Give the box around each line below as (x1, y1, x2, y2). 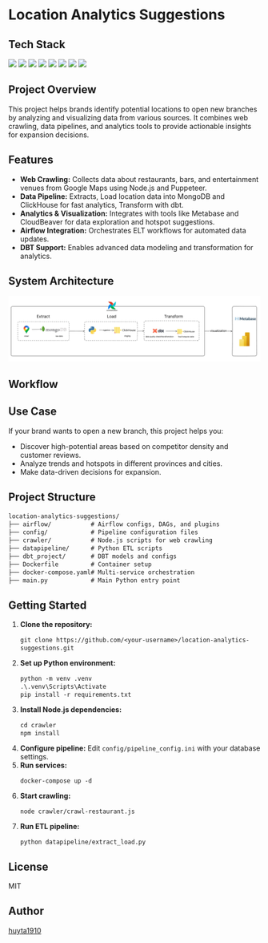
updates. (19, 234, 50, 244)
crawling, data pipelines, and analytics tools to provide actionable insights (8, 121, 252, 131)
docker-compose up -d (19, 777, 92, 785)
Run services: (19, 760, 68, 771)
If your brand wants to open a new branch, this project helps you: (8, 426, 224, 435)
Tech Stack (8, 38, 66, 51)
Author (8, 905, 44, 918)
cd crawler (19, 722, 57, 730)
